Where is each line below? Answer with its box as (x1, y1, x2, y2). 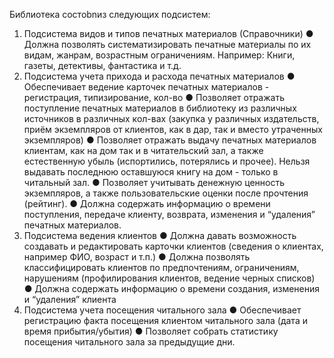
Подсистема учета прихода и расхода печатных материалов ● (23, 70, 296, 82)
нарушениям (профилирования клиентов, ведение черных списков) (23, 272, 316, 284)
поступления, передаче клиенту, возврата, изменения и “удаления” (23, 209, 316, 220)
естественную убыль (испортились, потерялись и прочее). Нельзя (23, 155, 311, 167)
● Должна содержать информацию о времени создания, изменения (23, 283, 321, 294)
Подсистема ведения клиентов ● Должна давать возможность (23, 230, 297, 241)
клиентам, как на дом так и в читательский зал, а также (23, 145, 264, 156)
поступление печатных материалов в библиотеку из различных (23, 102, 297, 114)
